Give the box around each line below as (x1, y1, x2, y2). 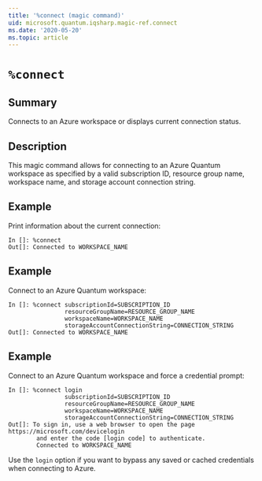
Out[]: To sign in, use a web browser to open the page (8, 420, 195, 428)
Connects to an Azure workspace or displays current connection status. (8, 117, 242, 126)
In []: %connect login (8, 386, 83, 394)
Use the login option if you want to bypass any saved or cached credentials (8, 455, 254, 464)
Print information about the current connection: (8, 221, 161, 230)
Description (8, 140, 67, 153)
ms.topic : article (8, 33, 68, 42)
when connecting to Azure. (8, 463, 96, 473)
